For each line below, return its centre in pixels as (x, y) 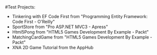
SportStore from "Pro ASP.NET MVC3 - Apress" (60, 27)
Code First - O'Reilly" (33, 22)
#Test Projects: (20, 7)
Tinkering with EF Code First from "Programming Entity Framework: (80, 16)
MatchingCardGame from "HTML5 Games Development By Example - (82, 37)
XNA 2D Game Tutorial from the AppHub (53, 47)
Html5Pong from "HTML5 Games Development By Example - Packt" (80, 32)
